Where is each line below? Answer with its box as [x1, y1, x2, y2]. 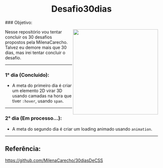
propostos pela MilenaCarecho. [5, 39, 68, 45]
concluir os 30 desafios [5, 34, 52, 40]
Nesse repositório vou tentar [5, 29, 62, 35]
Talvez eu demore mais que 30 [5, 44, 67, 50]
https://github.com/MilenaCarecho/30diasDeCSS [5, 157, 103, 164]
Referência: [5, 145, 41, 153]
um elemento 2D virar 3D [12, 88, 63, 93]
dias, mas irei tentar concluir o [5, 50, 65, 56]
